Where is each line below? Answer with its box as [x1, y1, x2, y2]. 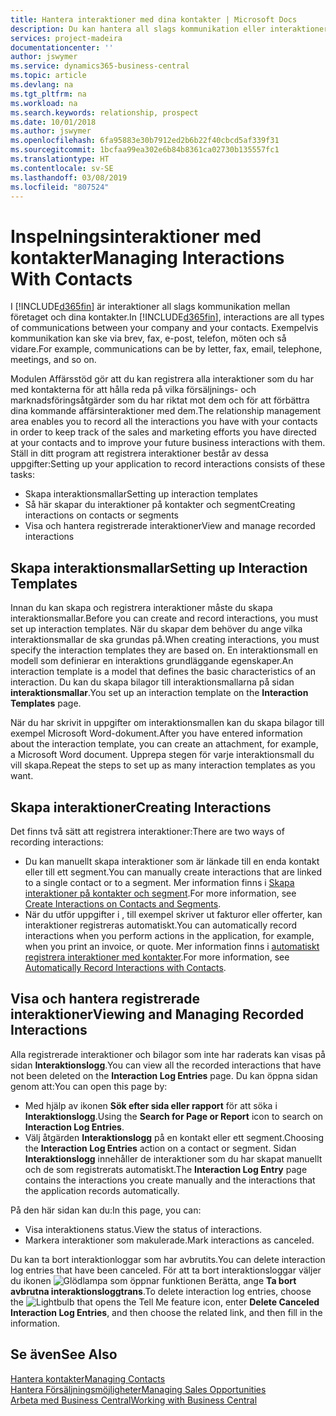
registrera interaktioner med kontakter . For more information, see [24, 951, 290, 963]
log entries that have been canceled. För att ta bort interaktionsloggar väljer [10, 1264, 322, 1276]
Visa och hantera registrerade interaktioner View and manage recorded [24, 520, 316, 532]
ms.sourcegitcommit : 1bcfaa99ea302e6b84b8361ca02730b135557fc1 [10, 145, 280, 155]
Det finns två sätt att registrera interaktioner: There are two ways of [10, 825, 285, 837]
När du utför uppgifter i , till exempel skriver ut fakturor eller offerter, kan [24, 908, 323, 920]
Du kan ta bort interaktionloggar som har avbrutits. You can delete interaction [10, 1253, 326, 1265]
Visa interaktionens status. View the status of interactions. [24, 1223, 263, 1235]
